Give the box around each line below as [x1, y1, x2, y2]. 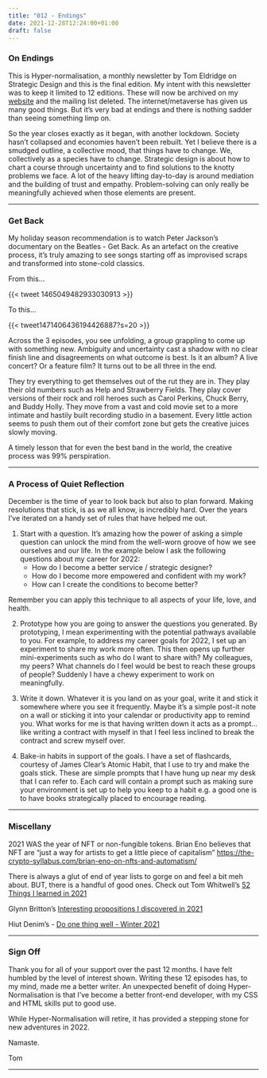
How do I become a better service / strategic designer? [31, 563, 213, 572]
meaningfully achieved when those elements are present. [8, 188, 196, 197]
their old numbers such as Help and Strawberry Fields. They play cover [8, 385, 242, 394]
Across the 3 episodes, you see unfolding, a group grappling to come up [8, 335, 246, 345]
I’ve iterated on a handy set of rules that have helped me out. [8, 514, 208, 523]
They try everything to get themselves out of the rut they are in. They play [8, 376, 250, 386]
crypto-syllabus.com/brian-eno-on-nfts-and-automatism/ [8, 856, 197, 865]
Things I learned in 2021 [8, 889, 87, 898]
